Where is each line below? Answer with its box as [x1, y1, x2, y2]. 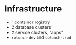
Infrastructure [4, 3, 62, 14]
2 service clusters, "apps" [11, 29, 63, 35]
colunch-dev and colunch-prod [11, 34, 72, 40]
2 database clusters [11, 24, 51, 30]
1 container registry [11, 19, 50, 25]
